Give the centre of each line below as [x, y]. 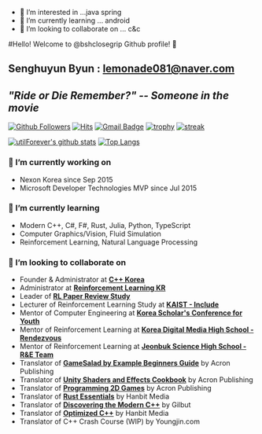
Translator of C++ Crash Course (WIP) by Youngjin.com [110, 421]
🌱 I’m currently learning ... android [74, 20]
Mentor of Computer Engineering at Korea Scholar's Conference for [131, 313]
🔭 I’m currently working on [60, 163]
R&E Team [36, 355]
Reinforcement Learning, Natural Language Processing [109, 242]
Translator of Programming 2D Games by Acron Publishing [116, 388]
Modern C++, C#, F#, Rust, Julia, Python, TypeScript [105, 225]
